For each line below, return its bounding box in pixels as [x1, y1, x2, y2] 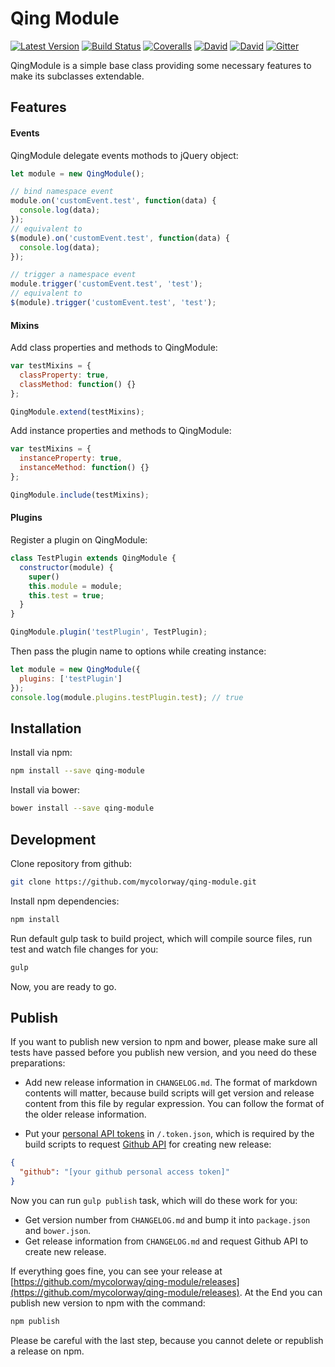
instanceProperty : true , [19, 453, 123, 464]
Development [10, 831, 97, 848]
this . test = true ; [28, 590, 105, 601]
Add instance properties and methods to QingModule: [10, 425, 232, 437]
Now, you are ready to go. [10, 980, 117, 992]
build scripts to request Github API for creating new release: [24, 1138, 272, 1151]
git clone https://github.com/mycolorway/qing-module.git [10, 877, 257, 887]
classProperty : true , [19, 370, 110, 380]
